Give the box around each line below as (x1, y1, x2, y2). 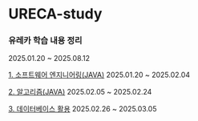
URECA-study (8, 5, 103, 23)
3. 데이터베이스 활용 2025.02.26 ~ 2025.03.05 (8, 104, 157, 114)
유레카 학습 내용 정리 (8, 35, 83, 46)
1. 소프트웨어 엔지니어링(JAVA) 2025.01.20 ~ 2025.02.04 (8, 70, 191, 80)
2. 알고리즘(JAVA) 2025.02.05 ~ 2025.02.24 (8, 87, 152, 97)
